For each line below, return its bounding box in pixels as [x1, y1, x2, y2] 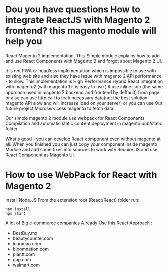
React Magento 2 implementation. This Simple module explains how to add [5, 52, 160, 59]
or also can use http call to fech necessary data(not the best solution [5, 95, 148, 101]
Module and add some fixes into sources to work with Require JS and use [5, 146, 158, 152]
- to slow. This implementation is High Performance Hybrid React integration [5, 78, 163, 84]
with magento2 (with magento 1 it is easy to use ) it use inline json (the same [5, 83, 163, 89]
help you [5, 36, 42, 48]
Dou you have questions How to [5, 4, 141, 15]
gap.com [12, 256, 31, 262]
